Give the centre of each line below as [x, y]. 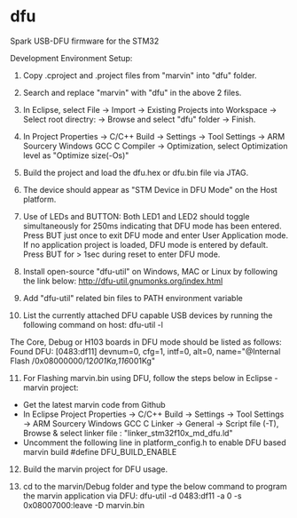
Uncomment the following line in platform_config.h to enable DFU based [154, 442]
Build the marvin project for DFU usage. [95, 469]
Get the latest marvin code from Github [94, 404]
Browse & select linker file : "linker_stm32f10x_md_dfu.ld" [128, 433]
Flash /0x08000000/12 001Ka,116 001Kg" [83, 361]
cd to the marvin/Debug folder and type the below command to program [155, 486]
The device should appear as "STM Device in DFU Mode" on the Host [150, 189]
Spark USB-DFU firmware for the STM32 [85, 41]
